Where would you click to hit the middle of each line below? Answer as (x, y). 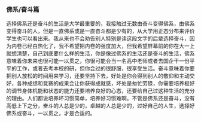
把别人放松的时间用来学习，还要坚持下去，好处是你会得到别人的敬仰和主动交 (100, 76)
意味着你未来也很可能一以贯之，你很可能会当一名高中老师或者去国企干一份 (98, 61)
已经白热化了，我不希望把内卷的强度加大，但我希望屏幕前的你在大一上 (108, 46)
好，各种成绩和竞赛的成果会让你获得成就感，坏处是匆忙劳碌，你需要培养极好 (100, 83)
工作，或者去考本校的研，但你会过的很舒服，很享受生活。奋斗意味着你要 (106, 68)
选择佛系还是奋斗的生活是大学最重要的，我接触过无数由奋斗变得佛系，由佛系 (100, 24)
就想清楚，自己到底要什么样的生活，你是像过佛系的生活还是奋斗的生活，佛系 (100, 54)
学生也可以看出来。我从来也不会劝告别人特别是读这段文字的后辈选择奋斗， (98, 39)
